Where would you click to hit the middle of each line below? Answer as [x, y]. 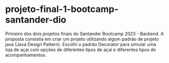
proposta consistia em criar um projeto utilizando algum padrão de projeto [82, 39]
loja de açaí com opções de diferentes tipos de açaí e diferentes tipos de [80, 49]
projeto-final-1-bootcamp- [62, 9]
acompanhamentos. [26, 55]
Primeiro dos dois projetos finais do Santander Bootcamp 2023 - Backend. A [84, 33]
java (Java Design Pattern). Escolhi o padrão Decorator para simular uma [81, 44]
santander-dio [36, 20]
